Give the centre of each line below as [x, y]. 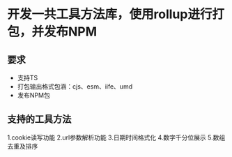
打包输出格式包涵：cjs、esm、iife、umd [75, 87]
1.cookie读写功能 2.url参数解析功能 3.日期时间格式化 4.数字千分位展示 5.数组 [116, 137]
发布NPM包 [33, 95]
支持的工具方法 [39, 119]
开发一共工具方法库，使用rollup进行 [110, 14]
